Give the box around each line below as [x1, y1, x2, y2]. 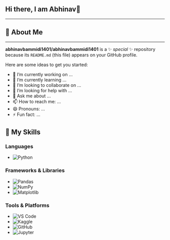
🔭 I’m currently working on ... [12, 71, 73, 77]
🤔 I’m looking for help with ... [12, 87, 72, 93]
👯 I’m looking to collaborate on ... [12, 82, 81, 88]
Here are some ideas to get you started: [5, 62, 89, 68]
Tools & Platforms [5, 202, 50, 209]
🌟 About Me [5, 28, 43, 37]
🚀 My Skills [5, 128, 40, 137]
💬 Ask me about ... [12, 93, 51, 99]
